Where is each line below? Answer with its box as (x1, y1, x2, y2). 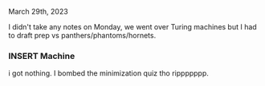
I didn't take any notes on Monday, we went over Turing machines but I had (8, 22, 257, 31)
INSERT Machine (8, 50, 75, 61)
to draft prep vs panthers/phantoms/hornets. (8, 31, 157, 40)
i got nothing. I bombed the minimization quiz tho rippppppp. (8, 68, 209, 78)
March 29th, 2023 (8, 7, 68, 16)
